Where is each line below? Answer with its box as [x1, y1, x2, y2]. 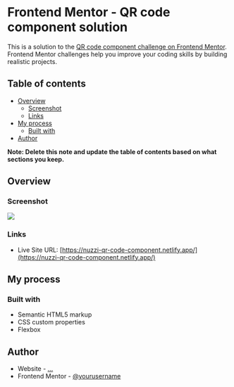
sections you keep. [7, 155, 65, 163]
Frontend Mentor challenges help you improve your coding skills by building [7, 50, 228, 58]
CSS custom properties [17, 318, 86, 326]
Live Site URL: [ [17, 246, 63, 254]
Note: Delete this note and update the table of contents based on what [7, 147, 217, 156]
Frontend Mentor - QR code [7, 4, 171, 20]
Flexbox [17, 325, 41, 334]
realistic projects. [7, 57, 58, 65]
